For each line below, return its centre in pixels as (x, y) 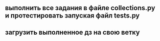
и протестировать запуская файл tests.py (72, 16)
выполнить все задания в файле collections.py (80, 8)
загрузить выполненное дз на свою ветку (73, 32)
